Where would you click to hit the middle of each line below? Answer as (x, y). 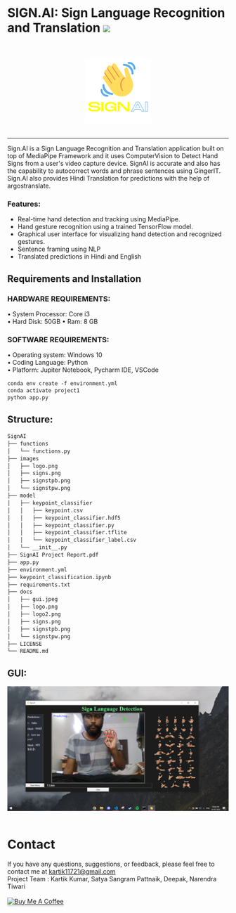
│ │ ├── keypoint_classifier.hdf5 (64, 518)
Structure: (30, 419)
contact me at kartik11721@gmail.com (61, 871)
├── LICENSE (25, 644)
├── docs (20, 592)
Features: (24, 204)
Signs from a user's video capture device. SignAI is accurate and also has (114, 163)
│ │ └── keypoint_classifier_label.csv (72, 540)
